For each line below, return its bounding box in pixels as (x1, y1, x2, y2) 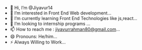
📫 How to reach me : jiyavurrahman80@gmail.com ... (10, 26, 120, 32)
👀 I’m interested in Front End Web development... (10, 10, 112, 16)
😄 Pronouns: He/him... (10, 33, 57, 39)
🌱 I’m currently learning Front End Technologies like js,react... (10, 15, 137, 21)
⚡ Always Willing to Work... (10, 39, 66, 45)
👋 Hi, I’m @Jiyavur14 (10, 5, 53, 10)
